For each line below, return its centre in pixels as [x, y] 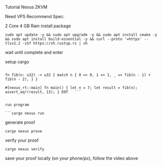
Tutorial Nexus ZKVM [26, 7]
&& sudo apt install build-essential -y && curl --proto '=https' [73, 39]
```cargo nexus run [25, 113]
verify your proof [22, 140]
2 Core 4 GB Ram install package [38, 26]
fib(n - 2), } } [21, 79]
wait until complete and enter [34, 52]
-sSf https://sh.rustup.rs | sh [55, 43]
